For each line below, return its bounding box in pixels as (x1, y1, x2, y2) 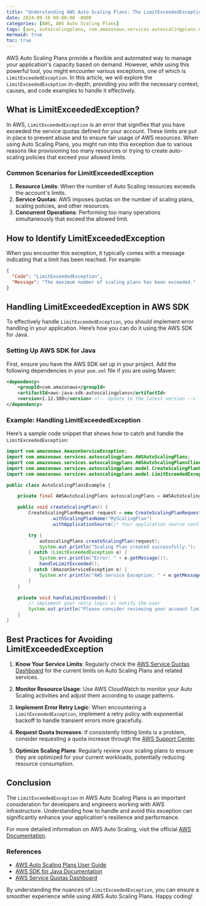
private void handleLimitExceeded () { (17, 595, 116, 601)
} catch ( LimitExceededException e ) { (28, 549, 128, 555)
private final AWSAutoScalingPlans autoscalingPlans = (17, 493, 161, 500)
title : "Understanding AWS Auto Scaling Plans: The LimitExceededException (6, 9, 204, 15)
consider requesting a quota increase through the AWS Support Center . (15, 735, 196, 742)
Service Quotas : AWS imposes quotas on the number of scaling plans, (15, 196, 194, 203)
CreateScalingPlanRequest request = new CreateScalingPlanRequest (28, 510, 202, 516)
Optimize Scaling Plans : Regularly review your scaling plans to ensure (15, 747, 194, 754)
